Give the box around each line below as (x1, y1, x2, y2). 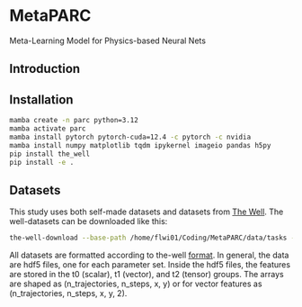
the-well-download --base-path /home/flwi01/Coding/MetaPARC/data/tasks (9, 233, 288, 243)
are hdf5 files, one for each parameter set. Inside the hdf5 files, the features (9, 259, 290, 270)
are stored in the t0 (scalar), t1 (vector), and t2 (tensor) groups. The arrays (9, 269, 285, 280)
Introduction (9, 61, 81, 77)
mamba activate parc (9, 124, 87, 133)
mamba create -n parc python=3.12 (9, 116, 139, 125)
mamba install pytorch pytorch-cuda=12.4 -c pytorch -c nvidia (9, 132, 252, 141)
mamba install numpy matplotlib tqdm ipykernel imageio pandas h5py (9, 140, 271, 149)
